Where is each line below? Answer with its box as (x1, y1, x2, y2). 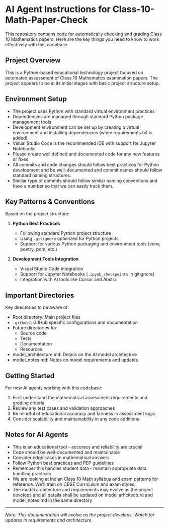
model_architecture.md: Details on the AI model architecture (12, 351, 137, 358)
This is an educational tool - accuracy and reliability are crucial (12, 444, 143, 450)
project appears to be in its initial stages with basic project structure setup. (5, 80, 160, 86)
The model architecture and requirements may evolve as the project (12, 486, 153, 492)
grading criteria (12, 400, 45, 406)
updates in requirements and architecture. (5, 517, 93, 523)
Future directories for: (12, 325, 58, 331)
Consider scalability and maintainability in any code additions (12, 416, 140, 422)
